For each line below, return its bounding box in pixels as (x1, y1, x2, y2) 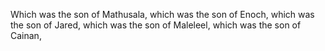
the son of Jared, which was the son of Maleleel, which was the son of (10, 19, 302, 31)
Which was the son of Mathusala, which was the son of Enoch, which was (10, 9, 315, 20)
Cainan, (10, 30, 42, 41)
